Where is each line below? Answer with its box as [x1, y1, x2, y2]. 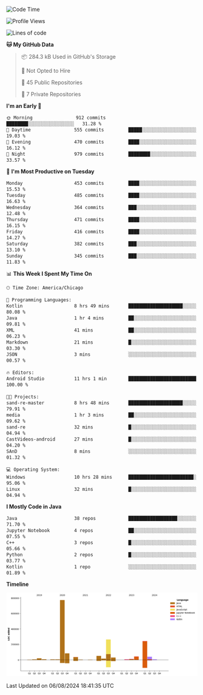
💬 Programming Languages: [6, 297, 72, 303]
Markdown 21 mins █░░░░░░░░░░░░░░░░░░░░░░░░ [6, 339, 197, 345]
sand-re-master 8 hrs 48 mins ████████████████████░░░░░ [6, 400, 197, 406]
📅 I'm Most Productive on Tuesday [6, 168, 95, 175]
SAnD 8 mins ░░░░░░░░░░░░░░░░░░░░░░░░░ [6, 448, 197, 454]
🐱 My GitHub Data [6, 41, 55, 48]
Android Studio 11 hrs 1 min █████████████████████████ [6, 376, 197, 382]
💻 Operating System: [6, 467, 61, 473]
